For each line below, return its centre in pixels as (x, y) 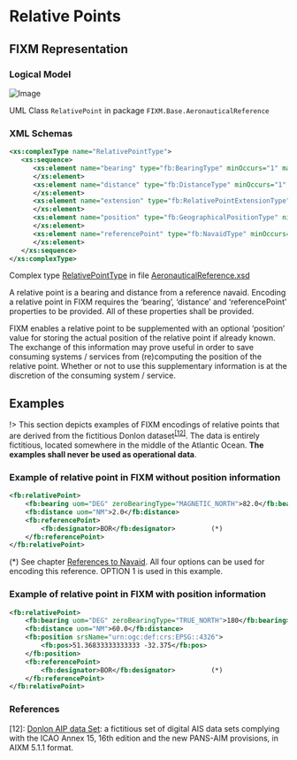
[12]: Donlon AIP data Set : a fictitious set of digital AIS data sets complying (145, 728)
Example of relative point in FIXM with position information (138, 595)
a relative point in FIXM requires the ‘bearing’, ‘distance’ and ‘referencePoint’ (148, 302)
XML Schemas (41, 133)
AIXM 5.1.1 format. (41, 747)
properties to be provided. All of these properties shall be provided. (132, 311)
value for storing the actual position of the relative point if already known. (142, 338)
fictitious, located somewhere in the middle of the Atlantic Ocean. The (137, 445)
